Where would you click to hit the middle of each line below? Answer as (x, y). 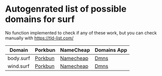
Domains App (111, 50)
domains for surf (40, 19)
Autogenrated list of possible (66, 9)
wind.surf (18, 66)
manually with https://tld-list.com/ (39, 38)
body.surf (19, 58)
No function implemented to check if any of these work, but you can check (81, 33)
